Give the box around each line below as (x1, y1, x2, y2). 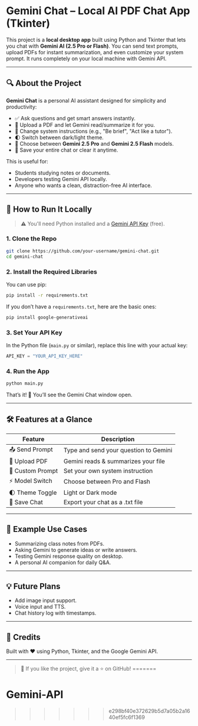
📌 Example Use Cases (6, 524, 87, 534)
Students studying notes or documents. (14, 169, 111, 176)
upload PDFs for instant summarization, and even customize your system (6, 48, 184, 55)
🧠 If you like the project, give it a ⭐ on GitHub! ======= (20, 665, 157, 672)
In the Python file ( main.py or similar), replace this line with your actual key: (6, 341, 188, 349)
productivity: (6, 103, 37, 110)
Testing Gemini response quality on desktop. (14, 553, 124, 560)
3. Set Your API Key (6, 328, 62, 337)
